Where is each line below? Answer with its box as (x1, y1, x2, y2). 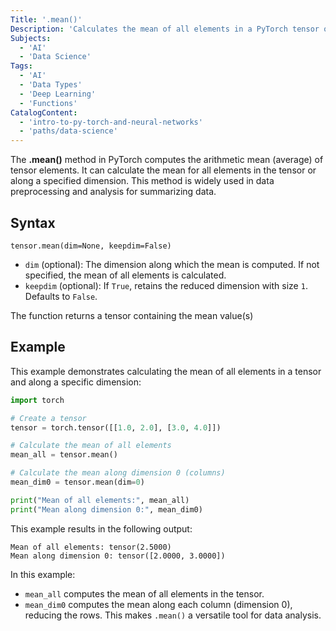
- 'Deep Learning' (19, 89, 97, 99)
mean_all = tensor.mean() (10, 450, 118, 460)
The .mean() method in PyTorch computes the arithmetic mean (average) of (10, 154, 324, 166)
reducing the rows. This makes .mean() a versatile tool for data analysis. (24, 609, 322, 621)
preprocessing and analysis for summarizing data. (10, 186, 217, 198)
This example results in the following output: (10, 522, 193, 535)
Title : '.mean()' (10, 14, 83, 25)
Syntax (10, 214, 56, 231)
